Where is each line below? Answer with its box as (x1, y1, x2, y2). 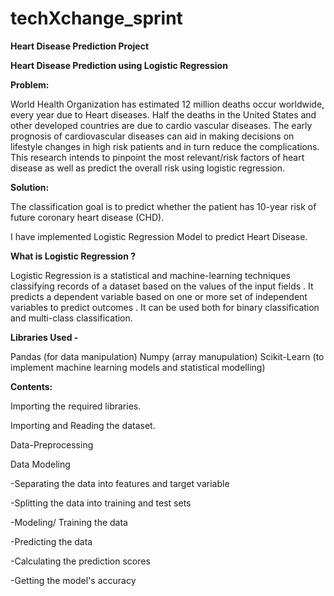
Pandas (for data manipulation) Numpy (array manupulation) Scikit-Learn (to (10, 350, 325, 362)
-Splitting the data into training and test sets (10, 497, 192, 509)
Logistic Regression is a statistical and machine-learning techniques (10, 269, 291, 281)
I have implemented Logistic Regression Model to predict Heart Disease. (10, 230, 308, 242)
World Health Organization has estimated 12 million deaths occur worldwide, (10, 98, 325, 110)
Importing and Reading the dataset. (10, 419, 156, 431)
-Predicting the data (10, 535, 93, 547)
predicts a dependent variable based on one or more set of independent (10, 290, 308, 302)
